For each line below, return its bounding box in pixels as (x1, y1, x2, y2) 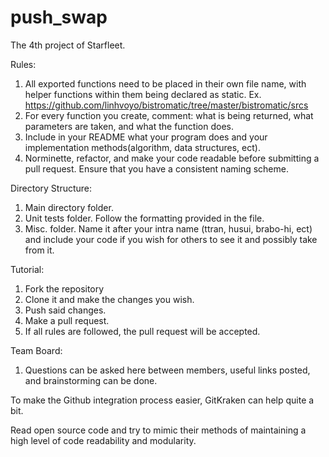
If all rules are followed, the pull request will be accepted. (24, 325, 261, 337)
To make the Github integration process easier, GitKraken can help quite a (10, 394, 315, 406)
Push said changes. (24, 304, 107, 316)
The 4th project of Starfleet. (10, 39, 126, 51)
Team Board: (10, 344, 63, 356)
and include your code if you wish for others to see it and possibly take (24, 233, 318, 245)
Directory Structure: (10, 182, 93, 194)
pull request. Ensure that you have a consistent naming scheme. (24, 162, 289, 175)
